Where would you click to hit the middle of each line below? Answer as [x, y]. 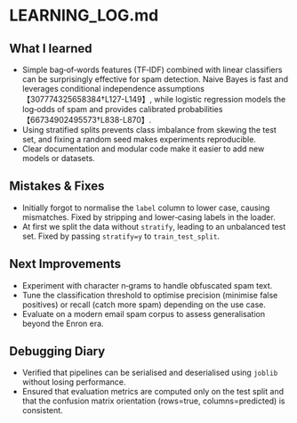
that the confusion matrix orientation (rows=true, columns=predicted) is [153, 401]
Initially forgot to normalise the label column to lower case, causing [146, 207]
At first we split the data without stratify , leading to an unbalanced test [154, 226]
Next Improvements [65, 264]
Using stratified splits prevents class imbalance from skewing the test [149, 130]
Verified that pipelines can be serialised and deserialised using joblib [150, 373]
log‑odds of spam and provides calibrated [99, 109]
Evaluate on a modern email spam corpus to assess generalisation [143, 313]
